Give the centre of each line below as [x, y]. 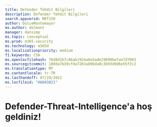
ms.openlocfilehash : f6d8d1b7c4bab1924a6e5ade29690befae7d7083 [71, 60]
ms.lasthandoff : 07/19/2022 [34, 78]
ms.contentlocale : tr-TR [30, 73]
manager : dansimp [23, 32]
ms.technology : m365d [27, 46]
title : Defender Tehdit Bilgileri [40, 10]
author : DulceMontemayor [30, 23]
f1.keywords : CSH [23, 55]
